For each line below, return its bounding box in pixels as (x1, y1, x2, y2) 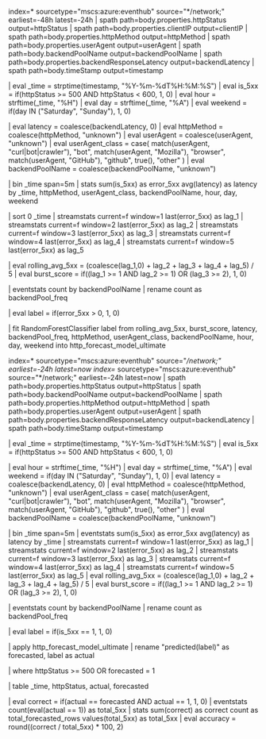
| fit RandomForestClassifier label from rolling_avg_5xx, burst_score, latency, (8, 324, 258, 333)
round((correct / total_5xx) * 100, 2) (8, 722, 124, 731)
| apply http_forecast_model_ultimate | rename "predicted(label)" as (8, 642, 230, 652)
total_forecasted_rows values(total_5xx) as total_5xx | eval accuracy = (8, 714, 237, 723)
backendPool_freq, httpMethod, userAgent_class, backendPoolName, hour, (8, 333, 254, 341)
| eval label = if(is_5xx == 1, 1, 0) (8, 627, 113, 636)
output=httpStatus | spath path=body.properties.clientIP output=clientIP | (8, 24, 248, 33)
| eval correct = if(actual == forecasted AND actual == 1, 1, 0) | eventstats (8, 697, 248, 706)
